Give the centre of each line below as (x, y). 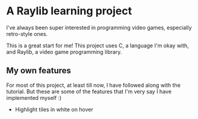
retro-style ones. (27, 33)
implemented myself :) (34, 97)
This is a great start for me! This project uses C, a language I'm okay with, (98, 45)
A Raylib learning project (69, 11)
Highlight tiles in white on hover (54, 109)
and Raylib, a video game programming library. (64, 51)
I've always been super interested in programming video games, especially (99, 28)
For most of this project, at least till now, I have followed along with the (93, 85)
